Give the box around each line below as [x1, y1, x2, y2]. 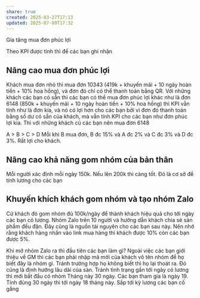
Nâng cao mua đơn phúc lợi [6, 65, 110, 75]
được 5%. [6, 235, 30, 242]
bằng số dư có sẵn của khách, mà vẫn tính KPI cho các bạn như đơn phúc [6, 113, 188, 120]
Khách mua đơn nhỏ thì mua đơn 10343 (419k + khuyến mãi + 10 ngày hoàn [6, 81, 192, 89]
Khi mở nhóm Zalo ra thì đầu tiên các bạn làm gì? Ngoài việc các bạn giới [6, 247, 186, 254]
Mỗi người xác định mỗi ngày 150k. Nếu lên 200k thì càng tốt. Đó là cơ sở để [6, 171, 194, 177]
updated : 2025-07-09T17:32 [6, 20, 73, 26]
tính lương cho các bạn [6, 177, 63, 184]
